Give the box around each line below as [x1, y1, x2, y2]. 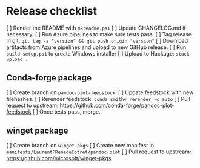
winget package [6, 126, 68, 136]
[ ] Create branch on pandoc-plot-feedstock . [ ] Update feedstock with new [6, 89, 194, 96]
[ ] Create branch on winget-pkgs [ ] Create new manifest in [6, 141, 155, 149]
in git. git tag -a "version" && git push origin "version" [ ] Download [6, 37, 188, 44]
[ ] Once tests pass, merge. [32, 108, 101, 115]
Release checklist [6, 4, 97, 18]
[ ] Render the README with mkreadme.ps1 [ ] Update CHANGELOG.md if [6, 24, 186, 31]
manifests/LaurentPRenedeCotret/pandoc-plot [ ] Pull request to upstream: [6, 148, 192, 155]
